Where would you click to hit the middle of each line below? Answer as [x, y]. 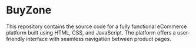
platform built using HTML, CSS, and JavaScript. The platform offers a [91, 32]
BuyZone [29, 10]
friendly [16, 39]
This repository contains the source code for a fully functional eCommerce [97, 26]
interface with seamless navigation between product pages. [99, 39]
